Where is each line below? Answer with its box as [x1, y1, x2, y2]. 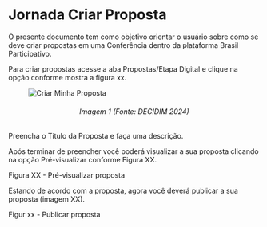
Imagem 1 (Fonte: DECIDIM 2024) [79, 106, 189, 116]
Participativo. [8, 49, 52, 58]
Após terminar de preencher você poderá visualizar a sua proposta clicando [8, 147, 259, 156]
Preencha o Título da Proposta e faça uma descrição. [8, 131, 184, 141]
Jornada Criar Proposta [8, 6, 167, 24]
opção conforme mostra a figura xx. [8, 72, 127, 82]
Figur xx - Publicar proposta [8, 209, 101, 220]
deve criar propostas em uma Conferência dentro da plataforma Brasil [8, 40, 239, 49]
